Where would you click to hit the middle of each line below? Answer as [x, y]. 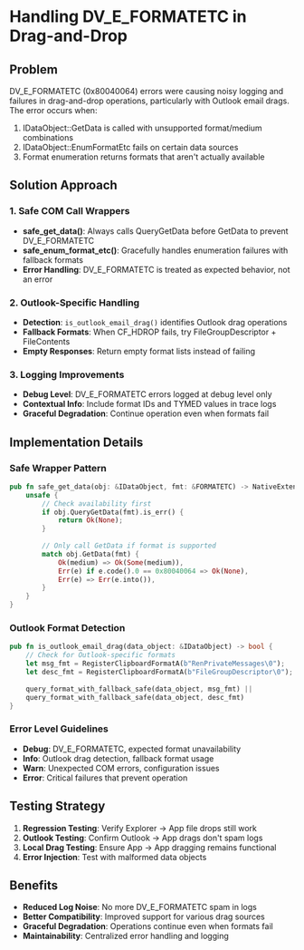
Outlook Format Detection [67, 628]
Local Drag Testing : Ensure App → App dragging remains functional [149, 847]
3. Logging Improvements [67, 374]
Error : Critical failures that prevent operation [105, 778]
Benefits [34, 885]
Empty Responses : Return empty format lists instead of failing [139, 351]
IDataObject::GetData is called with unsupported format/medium [142, 128]
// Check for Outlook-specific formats [101, 655]
